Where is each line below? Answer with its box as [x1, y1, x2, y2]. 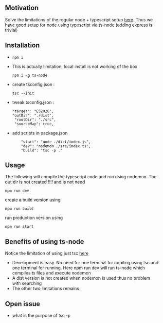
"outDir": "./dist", [12, 113, 54, 118]
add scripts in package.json [12, 130, 68, 136]
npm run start [5, 224, 34, 229]
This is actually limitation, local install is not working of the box [12, 63, 138, 69]
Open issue [5, 300, 40, 308]
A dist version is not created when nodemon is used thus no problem [12, 275, 150, 281]
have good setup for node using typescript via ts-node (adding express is [5, 22, 153, 28]
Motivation [5, 4, 39, 12]
